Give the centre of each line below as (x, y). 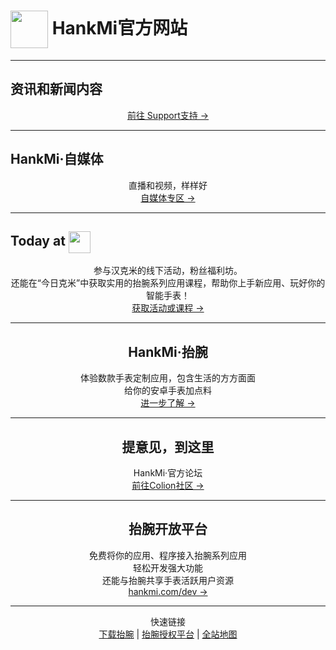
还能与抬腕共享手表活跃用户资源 (168, 580)
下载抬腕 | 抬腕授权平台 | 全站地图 (168, 634)
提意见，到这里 (168, 446)
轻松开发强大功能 (168, 567)
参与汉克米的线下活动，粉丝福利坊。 (168, 271)
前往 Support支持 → (168, 115)
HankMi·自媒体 (57, 159)
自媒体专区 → (168, 197)
